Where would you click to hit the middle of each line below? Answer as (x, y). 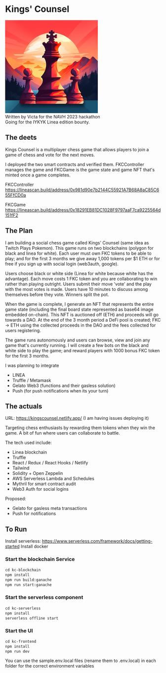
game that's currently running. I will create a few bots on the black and (77, 345)
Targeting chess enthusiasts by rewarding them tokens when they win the (80, 428)
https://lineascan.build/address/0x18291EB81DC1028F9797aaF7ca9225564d (83, 210)
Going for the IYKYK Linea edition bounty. (47, 122)
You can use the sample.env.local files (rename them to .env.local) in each (81, 661)
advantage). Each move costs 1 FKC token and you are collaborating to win (81, 279)
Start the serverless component (44, 597)
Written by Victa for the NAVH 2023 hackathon (53, 116)
